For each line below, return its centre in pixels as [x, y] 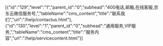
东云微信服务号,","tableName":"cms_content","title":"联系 [63, 13]
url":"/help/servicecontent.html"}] [49, 38]
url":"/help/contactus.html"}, [43, 20]
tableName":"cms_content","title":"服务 [55, 32]
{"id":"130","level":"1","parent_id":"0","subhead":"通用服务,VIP [68, 26]
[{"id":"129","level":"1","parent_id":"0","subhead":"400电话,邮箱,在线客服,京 [82, 7]
